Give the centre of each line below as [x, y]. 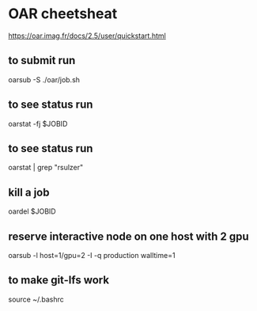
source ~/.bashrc [36, 299]
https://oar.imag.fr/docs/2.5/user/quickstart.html [87, 36]
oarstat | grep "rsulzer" [46, 168]
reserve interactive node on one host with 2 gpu [128, 236]
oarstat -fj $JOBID [38, 123]
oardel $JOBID [32, 211]
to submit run [42, 61]
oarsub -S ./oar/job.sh [44, 79]
